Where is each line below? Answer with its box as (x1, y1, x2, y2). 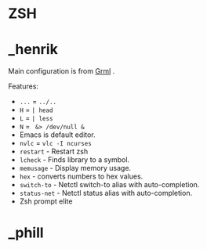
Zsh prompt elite (19, 197, 73, 206)
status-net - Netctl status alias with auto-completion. (19, 189, 193, 198)
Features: (8, 81, 39, 91)
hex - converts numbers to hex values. (19, 171, 143, 181)
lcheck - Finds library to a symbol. (19, 155, 130, 164)
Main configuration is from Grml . (8, 67, 115, 76)
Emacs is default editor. (19, 130, 96, 139)
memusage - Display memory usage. (19, 164, 132, 173)
